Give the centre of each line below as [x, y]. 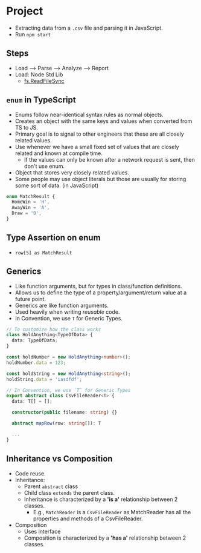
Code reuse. [30, 473]
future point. [30, 299]
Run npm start [33, 34]
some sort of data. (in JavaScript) [57, 185]
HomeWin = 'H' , [31, 202]
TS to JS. [26, 127]
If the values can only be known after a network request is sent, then [109, 159]
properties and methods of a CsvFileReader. [88, 518]
